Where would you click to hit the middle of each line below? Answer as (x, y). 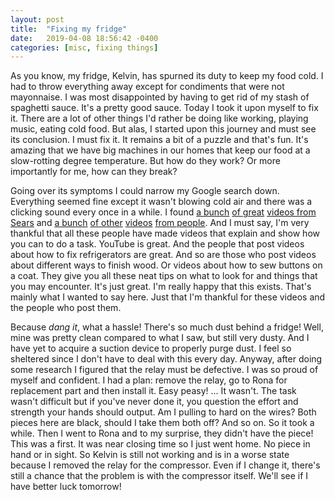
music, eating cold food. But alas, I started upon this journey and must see (163, 129)
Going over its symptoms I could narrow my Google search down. (145, 191)
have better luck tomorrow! (66, 487)
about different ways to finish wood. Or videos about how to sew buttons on (166, 265)
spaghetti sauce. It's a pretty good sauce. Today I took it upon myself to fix (164, 108)
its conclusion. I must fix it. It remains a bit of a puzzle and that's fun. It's (159, 140)
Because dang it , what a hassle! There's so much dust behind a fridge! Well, (167, 327)
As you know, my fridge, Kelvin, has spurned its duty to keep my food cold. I (167, 76)
